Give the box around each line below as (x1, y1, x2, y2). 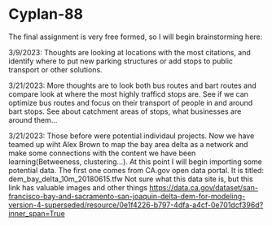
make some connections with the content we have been (8, 148, 196, 158)
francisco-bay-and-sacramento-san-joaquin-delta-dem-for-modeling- (8, 191, 246, 201)
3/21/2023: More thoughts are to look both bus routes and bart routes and (8, 80, 257, 90)
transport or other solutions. (8, 64, 103, 74)
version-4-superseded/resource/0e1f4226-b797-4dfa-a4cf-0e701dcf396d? (8, 200, 264, 210)
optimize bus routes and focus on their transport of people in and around (8, 98, 253, 107)
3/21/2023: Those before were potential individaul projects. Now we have (8, 131, 255, 141)
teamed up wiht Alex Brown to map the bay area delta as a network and (8, 139, 248, 149)
